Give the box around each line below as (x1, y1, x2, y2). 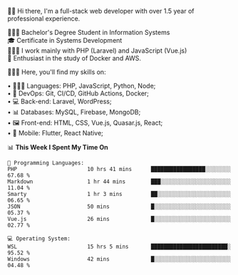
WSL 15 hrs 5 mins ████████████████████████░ (7, 243, 232, 250)
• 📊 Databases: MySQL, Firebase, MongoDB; (7, 108, 141, 116)
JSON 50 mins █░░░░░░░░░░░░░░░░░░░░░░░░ (7, 203, 232, 210)
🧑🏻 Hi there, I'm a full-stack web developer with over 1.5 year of (7, 7, 195, 15)
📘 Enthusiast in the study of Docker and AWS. (7, 54, 141, 62)
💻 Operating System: (7, 235, 71, 242)
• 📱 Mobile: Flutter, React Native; (7, 129, 103, 137)
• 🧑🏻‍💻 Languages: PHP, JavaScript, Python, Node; (7, 82, 156, 90)
